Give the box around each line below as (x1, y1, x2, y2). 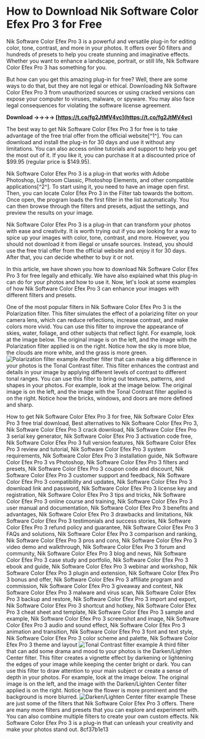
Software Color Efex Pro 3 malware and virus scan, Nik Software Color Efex (6, 589, 196, 596)
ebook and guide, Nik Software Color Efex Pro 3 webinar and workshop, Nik (6, 562, 198, 570)
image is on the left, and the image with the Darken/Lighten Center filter (6, 680, 187, 687)
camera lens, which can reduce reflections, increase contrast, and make (6, 316, 188, 323)
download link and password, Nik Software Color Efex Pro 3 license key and (6, 484, 198, 492)
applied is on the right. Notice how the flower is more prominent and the (6, 686, 188, 694)
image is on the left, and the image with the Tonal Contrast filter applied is (6, 388, 193, 395)
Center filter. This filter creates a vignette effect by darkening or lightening (6, 654, 194, 661)
